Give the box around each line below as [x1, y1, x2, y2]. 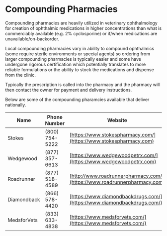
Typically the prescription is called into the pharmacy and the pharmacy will [5, 81, 160, 88]
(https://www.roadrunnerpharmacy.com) [69, 178, 165, 185]
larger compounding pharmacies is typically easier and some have [5, 56, 142, 62]
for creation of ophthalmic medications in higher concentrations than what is [5, 25, 162, 31]
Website [107, 117, 128, 123]
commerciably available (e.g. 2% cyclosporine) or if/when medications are [5, 30, 158, 36]
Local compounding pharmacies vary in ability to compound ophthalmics [5, 45, 155, 51]
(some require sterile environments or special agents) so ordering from [5, 51, 151, 57]
